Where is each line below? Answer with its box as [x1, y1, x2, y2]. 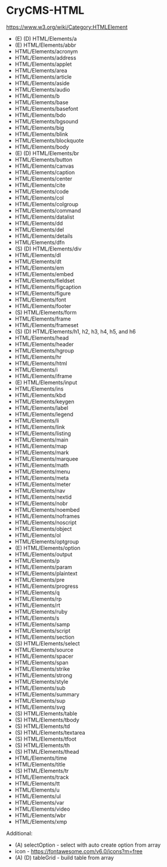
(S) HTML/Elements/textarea [14, 729, 85, 736]
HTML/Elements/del [14, 226, 64, 233]
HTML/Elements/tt [14, 780, 60, 787]
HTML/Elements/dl [14, 251, 61, 258]
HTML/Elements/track [14, 774, 69, 781]
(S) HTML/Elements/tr [14, 767, 69, 774]
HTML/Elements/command [14, 207, 82, 214]
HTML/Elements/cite [14, 181, 66, 189]
